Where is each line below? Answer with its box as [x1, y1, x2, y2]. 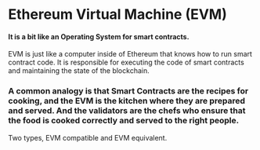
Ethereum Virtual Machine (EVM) [8, 5, 227, 24]
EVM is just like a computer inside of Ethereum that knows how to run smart [8, 49, 253, 59]
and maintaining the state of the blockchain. [8, 66, 150, 75]
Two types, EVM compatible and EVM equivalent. [8, 133, 168, 142]
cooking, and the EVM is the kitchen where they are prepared [8, 96, 245, 107]
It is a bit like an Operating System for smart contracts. [8, 31, 190, 41]
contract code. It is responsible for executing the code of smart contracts [8, 57, 244, 68]
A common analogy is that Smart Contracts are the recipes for [8, 86, 249, 97]
